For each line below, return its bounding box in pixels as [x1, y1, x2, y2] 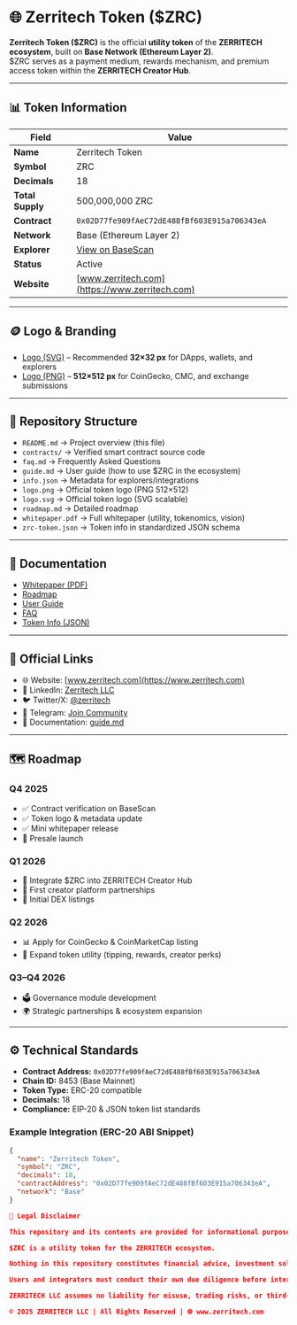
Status [13, 258, 42, 270]
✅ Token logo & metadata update [21, 813, 143, 824]
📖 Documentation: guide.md [21, 717, 125, 727]
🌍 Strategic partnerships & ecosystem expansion [21, 1005, 203, 1016]
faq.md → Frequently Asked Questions [21, 456, 161, 467]
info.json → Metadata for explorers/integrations [21, 475, 199, 485]
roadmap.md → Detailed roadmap [21, 503, 139, 514]
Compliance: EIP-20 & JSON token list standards [21, 1104, 201, 1114]
